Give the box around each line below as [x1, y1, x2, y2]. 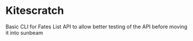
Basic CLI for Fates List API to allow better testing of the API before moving [5, 23, 188, 30]
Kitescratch [5, 4, 64, 17]
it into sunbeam [5, 29, 44, 36]
